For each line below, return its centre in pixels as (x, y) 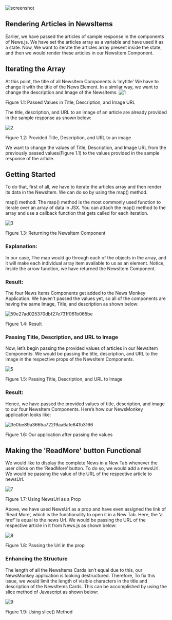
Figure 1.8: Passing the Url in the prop (45, 546)
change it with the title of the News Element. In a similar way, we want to (82, 87)
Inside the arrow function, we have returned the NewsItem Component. (81, 268)
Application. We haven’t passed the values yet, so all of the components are (85, 298)
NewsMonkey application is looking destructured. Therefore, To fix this (80, 575)
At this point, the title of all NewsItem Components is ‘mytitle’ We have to (82, 81)
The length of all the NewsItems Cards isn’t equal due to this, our (74, 570)
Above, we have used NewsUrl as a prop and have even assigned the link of (86, 509)
